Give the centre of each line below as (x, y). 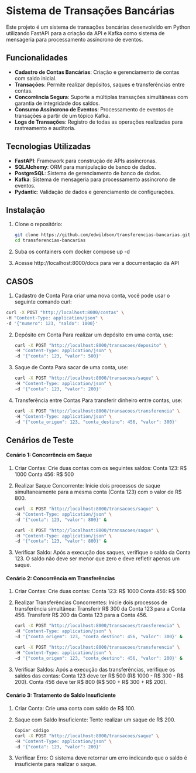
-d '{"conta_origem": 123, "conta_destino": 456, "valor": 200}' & (98, 658)
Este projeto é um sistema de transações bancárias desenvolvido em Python (98, 27)
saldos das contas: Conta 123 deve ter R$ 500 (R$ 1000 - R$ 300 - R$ (99, 676)
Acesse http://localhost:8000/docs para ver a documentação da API (97, 263)
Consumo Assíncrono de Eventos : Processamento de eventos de (94, 109)
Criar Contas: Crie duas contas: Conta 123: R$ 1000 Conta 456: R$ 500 (100, 591)
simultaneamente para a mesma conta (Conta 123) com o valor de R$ (98, 492)
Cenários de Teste (40, 440)
